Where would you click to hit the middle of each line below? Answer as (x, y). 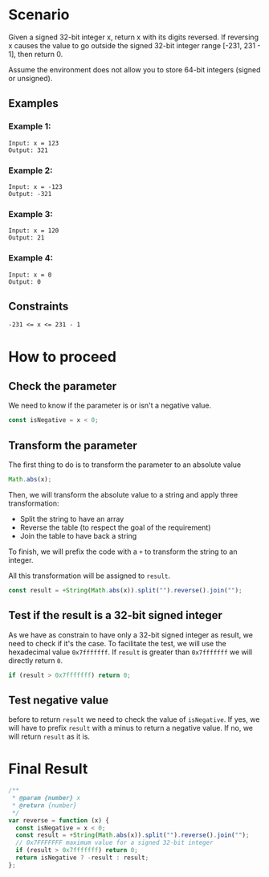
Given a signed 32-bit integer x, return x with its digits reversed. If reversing (134, 37)
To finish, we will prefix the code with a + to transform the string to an (123, 551)
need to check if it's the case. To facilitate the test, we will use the (117, 643)
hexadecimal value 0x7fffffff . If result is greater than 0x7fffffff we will (130, 652)
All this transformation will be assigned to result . (90, 576)
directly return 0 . (35, 660)
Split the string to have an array (72, 518)
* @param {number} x (46, 798)
